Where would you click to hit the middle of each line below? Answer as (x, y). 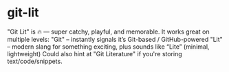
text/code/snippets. (35, 61)
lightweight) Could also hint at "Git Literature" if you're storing (95, 53)
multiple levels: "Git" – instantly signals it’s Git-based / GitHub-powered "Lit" (115, 39)
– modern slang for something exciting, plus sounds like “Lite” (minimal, (108, 47)
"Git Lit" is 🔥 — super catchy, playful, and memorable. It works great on (108, 32)
